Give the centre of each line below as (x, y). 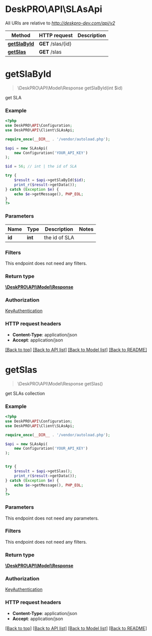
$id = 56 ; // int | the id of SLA (41, 166)
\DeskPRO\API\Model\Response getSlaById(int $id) (70, 88)
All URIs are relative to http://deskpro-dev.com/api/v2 (60, 23)
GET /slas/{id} (55, 43)
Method (21, 35)
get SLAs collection (25, 393)
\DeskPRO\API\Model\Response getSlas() (60, 383)
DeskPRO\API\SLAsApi (54, 9)
